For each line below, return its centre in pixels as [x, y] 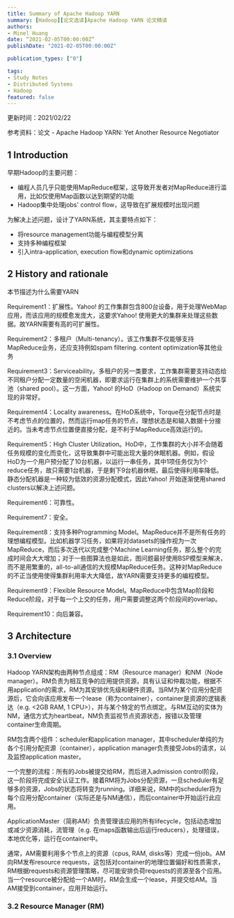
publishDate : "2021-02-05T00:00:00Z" [62, 46]
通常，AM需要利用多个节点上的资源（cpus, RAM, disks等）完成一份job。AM [116, 853]
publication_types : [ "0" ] [45, 59]
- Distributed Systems [40, 84]
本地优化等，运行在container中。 [55, 838]
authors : [20, 26]
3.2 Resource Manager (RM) [56, 906]
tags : [15, 71]
